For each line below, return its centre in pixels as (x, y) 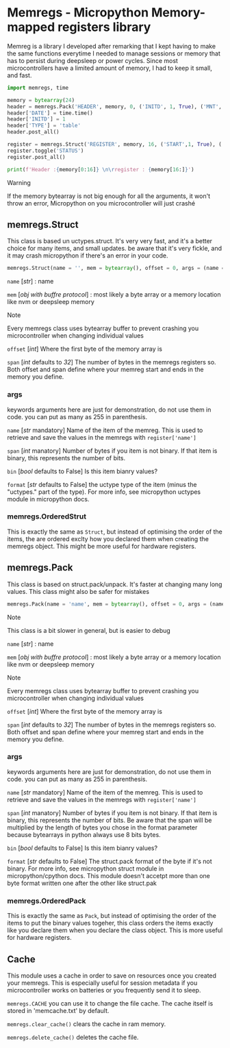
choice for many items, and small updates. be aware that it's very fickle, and (115, 249)
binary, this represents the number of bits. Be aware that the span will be (110, 820)
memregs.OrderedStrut (47, 516)
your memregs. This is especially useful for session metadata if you (102, 983)
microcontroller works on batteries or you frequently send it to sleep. (104, 990)
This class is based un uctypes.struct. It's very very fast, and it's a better (110, 241)
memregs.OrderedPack (47, 901)
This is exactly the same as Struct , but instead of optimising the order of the (115, 532)
